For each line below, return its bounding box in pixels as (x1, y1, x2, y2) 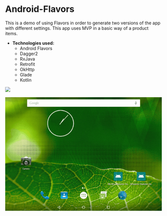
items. (5, 30, 18, 36)
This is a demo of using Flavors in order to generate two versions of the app (5, 20, 161, 26)
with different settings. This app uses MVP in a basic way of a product (5, 25, 149, 31)
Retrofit (19, 61, 35, 67)
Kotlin (19, 77, 32, 83)
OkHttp (19, 66, 35, 72)
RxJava (19, 56, 35, 62)
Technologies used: (12, 40, 55, 46)
